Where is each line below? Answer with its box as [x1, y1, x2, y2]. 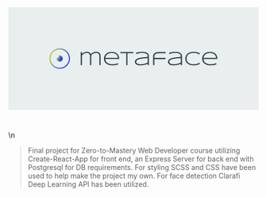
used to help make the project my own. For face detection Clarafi [27, 171, 241, 181]
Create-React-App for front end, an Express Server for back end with [27, 154, 254, 164]
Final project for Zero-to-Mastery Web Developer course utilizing [27, 146, 241, 156]
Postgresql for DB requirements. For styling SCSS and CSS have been [27, 163, 256, 172]
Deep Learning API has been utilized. [27, 180, 149, 189]
